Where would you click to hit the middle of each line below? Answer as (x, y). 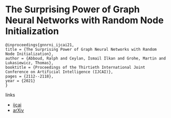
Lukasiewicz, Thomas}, (29, 63)
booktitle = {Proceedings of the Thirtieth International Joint (75, 67)
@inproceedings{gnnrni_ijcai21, (40, 45)
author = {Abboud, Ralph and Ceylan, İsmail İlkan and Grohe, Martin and (86, 58)
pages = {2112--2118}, (29, 76)
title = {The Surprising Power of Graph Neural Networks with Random (81, 49)
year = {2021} (20, 81)
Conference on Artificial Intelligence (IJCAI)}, (59, 72)
